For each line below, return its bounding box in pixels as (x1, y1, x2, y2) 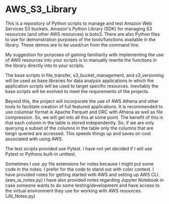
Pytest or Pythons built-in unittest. (5, 151, 77, 157)
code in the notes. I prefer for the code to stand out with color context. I (5, 166, 154, 172)
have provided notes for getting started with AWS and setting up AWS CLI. (5, 171, 160, 178)
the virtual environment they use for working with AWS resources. (5, 187, 142, 193)
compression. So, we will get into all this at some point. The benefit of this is (5, 114, 163, 120)
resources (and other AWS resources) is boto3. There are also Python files (5, 31, 160, 37)
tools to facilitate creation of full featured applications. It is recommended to (5, 103, 163, 109)
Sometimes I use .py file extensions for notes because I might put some (5, 160, 154, 167)
